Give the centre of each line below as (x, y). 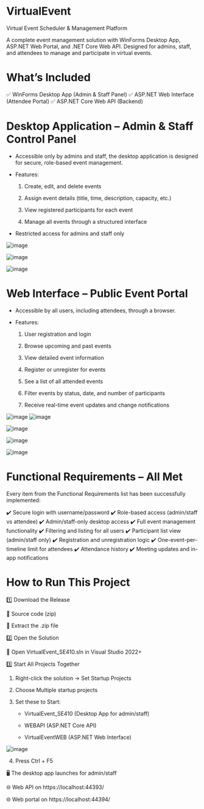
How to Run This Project (68, 582)
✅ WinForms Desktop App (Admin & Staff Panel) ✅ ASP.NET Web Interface (100, 94)
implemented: (23, 500)
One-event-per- (178, 540)
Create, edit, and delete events (63, 186)
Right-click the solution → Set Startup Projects (73, 678)
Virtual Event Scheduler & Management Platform (67, 28)
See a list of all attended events (64, 381)
